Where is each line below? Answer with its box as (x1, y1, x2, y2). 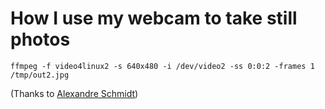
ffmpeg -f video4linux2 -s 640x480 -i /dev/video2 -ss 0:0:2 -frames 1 (10, 61, 315, 71)
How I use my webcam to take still (10, 7, 298, 30)
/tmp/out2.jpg (10, 70, 70, 80)
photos (10, 28, 71, 51)
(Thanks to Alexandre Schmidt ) (10, 87, 139, 99)
